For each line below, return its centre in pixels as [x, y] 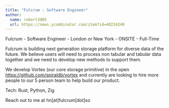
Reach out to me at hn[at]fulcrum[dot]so [48, 100]
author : [14, 15]
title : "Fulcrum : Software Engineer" [47, 10]
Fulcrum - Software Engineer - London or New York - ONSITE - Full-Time [82, 39]
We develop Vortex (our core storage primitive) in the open [67, 70]
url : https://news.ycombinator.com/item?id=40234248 [67, 24]
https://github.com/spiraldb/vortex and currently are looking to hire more [82, 75]
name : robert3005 [28, 19]
